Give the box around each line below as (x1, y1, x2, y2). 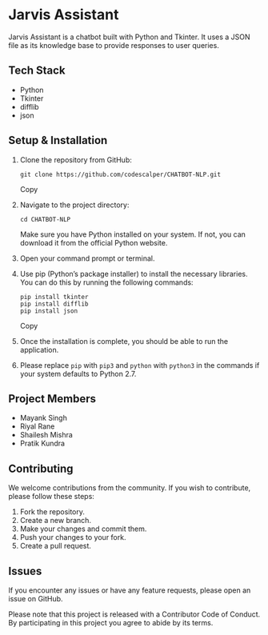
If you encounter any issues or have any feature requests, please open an (8, 585, 251, 595)
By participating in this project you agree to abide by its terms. (8, 618, 214, 627)
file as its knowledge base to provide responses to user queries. (8, 40, 220, 50)
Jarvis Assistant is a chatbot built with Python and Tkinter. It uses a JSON (8, 32, 250, 42)
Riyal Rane (19, 421, 55, 431)
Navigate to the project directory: (19, 200, 130, 210)
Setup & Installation (8, 134, 108, 147)
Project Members (8, 392, 97, 405)
